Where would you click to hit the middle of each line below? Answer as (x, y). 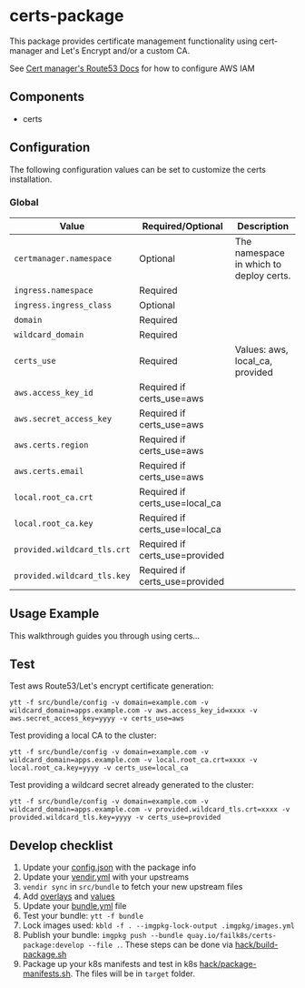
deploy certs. (263, 276)
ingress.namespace (54, 290)
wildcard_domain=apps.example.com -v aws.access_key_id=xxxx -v (133, 711)
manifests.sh (46, 973)
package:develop (53, 946)
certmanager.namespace (63, 258)
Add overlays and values (69, 896)
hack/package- (228, 964)
